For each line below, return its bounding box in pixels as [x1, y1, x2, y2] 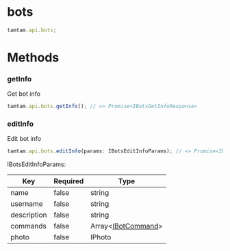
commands [10, 222, 47, 231]
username [10, 199, 43, 209]
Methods [7, 50, 60, 65]
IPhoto [90, 233, 112, 242]
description [10, 210, 47, 220]
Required [53, 176, 84, 186]
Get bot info [7, 90, 41, 98]
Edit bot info [7, 135, 42, 143]
